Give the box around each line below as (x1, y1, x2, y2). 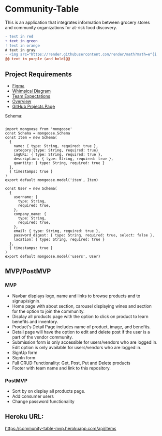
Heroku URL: (5, 413, 44, 421)
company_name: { (14, 212, 47, 217)
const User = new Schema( (5, 186, 57, 191)
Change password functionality (12, 398, 75, 404)
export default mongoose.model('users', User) (5, 254, 101, 259)
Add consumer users (12, 393, 54, 399)
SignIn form (12, 354, 35, 360)
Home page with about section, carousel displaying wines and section (12, 303, 152, 309)
